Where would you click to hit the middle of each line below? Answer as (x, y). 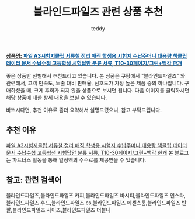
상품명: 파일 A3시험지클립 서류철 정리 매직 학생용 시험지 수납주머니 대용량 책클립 (97, 55)
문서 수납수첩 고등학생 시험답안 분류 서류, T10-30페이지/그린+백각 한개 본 (90, 152)
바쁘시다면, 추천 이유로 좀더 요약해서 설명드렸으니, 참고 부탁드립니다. (84, 110)
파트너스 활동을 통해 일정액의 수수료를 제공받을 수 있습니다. (79, 160)
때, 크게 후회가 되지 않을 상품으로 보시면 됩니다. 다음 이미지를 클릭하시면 (108, 90)
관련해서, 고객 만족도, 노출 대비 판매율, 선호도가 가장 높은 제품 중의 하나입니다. (95, 83)
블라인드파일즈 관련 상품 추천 (98, 12)
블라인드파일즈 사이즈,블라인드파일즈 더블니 (61, 210)
